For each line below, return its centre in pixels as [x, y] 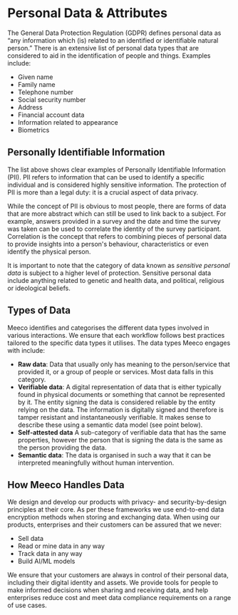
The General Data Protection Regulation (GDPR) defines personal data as [114, 33]
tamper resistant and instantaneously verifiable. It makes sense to [114, 417]
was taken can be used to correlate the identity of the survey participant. [114, 229]
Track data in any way [50, 554]
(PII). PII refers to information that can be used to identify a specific [106, 177]
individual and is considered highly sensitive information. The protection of [117, 185]
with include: [26, 350]
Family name [36, 84]
